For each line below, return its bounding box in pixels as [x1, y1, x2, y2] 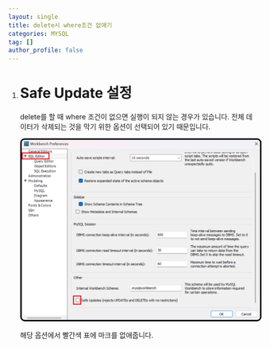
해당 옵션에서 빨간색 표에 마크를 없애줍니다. [19, 330, 154, 340]
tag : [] [8, 38, 34, 46]
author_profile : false [8, 46, 83, 55]
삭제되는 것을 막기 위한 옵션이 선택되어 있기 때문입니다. [40, 122, 211, 131]
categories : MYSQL [8, 29, 69, 37]
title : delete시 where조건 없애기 [8, 21, 113, 29]
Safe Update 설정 [19, 84, 133, 103]
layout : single [8, 13, 59, 21]
